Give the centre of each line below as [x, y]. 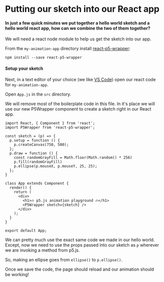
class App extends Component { [37, 183]
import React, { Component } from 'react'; [50, 123]
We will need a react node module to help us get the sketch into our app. [78, 39]
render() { [21, 188]
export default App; [26, 230]
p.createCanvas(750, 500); [41, 144]
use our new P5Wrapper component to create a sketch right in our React [78, 109]
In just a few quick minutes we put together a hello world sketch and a [78, 23]
